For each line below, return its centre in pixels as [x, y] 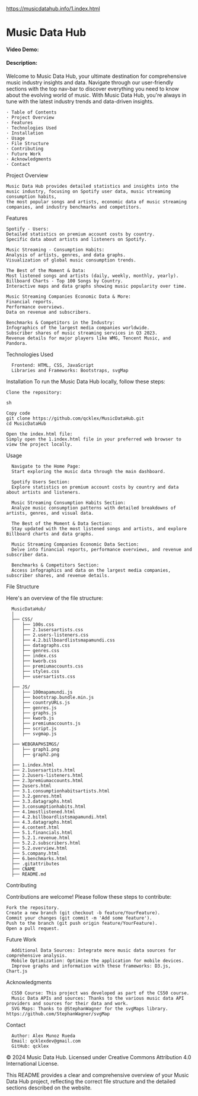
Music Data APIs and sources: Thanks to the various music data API [98, 998]
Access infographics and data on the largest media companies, [91, 570]
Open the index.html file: [39, 434]
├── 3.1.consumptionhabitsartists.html [61, 791]
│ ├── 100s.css [33, 624]
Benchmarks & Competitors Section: [55, 565]
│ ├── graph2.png [36, 754]
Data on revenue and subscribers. [49, 312]
